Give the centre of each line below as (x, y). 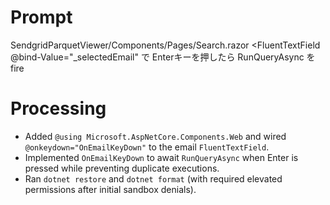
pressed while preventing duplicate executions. (122, 168)
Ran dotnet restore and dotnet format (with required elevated (153, 178)
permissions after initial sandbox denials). (110, 189)
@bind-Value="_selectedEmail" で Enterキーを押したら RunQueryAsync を (163, 57)
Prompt (41, 17)
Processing (58, 108)
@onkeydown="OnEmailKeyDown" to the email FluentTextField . (147, 147)
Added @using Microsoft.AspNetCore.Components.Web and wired (155, 136)
